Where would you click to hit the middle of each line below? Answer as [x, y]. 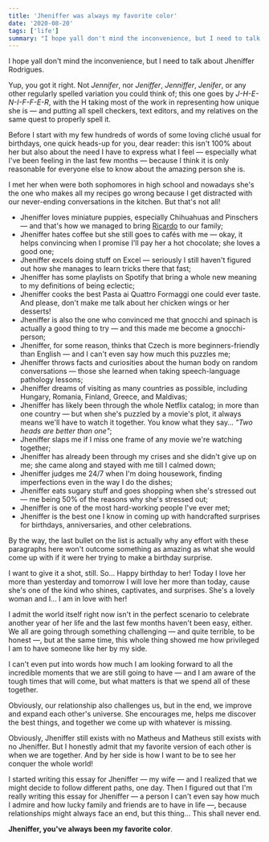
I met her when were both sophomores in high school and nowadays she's [131, 185]
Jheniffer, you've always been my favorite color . [90, 829]
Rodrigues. [26, 70]
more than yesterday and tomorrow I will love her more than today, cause [129, 582]
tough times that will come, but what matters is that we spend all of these [129, 681]
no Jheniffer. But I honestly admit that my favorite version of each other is [130, 747]
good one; [37, 252]
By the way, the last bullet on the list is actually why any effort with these [128, 540]
